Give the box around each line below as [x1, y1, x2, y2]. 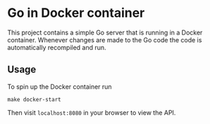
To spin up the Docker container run [7, 82, 112, 91]
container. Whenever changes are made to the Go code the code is [7, 35, 202, 44]
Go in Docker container [7, 5, 145, 21]
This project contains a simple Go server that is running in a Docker [7, 28, 203, 37]
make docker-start [7, 96, 61, 103]
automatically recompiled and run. [7, 43, 107, 51]
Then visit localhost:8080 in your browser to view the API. [7, 108, 176, 117]
